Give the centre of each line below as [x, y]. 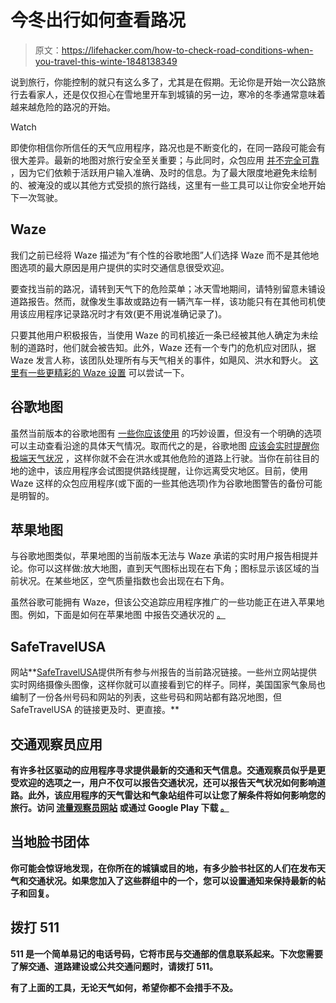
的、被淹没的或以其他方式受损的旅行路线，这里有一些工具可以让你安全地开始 [168, 185]
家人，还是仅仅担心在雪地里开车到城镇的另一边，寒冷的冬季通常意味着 [181, 94]
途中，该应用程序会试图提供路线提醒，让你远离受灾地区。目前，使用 [167, 470]
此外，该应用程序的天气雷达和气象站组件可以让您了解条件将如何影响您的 [176, 795]
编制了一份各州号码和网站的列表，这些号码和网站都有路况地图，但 [146, 697]
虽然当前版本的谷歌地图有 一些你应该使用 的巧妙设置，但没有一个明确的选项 [166, 433]
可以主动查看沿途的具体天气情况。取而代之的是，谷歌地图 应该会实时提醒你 [165, 445]
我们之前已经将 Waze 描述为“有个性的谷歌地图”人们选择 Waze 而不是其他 [160, 255]
